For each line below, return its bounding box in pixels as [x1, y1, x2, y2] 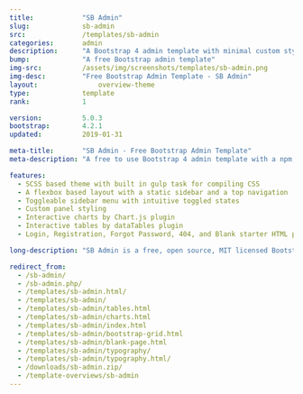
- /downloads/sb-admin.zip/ [17, 362, 124, 372]
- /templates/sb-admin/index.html [17, 321, 147, 330]
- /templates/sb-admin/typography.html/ [17, 354, 171, 363]
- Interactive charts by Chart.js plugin [17, 213, 176, 222]
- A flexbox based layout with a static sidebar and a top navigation [17, 188, 289, 197]
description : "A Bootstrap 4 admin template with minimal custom [9, 47, 280, 56]
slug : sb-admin [9, 22, 115, 31]
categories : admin [9, 38, 103, 48]
